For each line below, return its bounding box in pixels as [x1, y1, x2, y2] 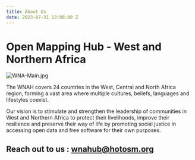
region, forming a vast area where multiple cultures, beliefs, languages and [6, 90, 190, 97]
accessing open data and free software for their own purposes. [6, 127, 162, 134]
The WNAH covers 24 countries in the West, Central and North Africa [6, 84, 177, 91]
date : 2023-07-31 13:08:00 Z [6, 14, 78, 20]
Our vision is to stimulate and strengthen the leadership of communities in [6, 108, 187, 115]
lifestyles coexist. [6, 96, 49, 103]
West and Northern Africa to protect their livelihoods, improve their [6, 114, 170, 121]
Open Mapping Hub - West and [6, 40, 162, 54]
